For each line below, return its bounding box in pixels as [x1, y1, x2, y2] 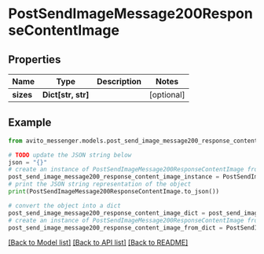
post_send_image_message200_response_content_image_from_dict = [8, 223, 223, 232]
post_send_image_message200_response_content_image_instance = [8, 173, 220, 181]
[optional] [148, 90, 185, 100]
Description [97, 76, 141, 87]
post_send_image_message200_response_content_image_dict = [8, 209, 206, 217]
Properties [8, 53, 61, 66]
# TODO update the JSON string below [8, 151, 132, 159]
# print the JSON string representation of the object [8, 180, 192, 189]
